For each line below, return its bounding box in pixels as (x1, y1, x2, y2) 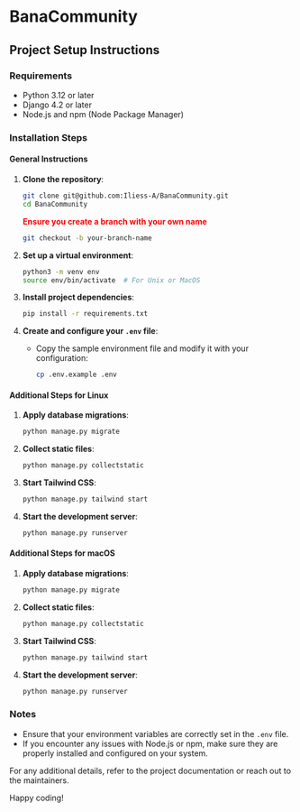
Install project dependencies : (22, 291, 135, 303)
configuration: (35, 353, 88, 364)
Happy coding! (9, 792, 65, 803)
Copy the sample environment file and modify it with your (35, 343, 250, 354)
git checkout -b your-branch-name (22, 233, 152, 243)
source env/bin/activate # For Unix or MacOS (22, 275, 201, 285)
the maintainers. (9, 774, 69, 786)
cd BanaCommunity (22, 199, 88, 208)
